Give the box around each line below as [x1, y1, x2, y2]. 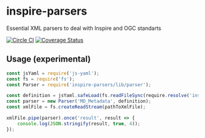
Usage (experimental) [6, 54, 91, 65]
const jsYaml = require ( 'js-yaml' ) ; [6, 70, 99, 76]
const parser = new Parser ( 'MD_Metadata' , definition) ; [6, 98, 151, 104]
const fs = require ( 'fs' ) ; [6, 76, 75, 82]
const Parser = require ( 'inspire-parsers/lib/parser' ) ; [6, 81, 151, 88]
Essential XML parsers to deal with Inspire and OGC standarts [6, 24, 162, 32]
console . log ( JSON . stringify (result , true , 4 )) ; [17, 120, 140, 126]
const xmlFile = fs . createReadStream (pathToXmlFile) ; [6, 104, 146, 111]
